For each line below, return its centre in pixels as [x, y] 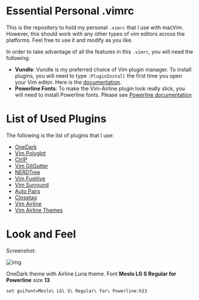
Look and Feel [41, 234]
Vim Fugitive [30, 178]
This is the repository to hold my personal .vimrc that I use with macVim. [95, 27]
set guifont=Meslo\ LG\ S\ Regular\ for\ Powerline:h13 [77, 291]
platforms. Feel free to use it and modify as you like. [70, 40]
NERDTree [27, 172]
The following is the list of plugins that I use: [60, 135]
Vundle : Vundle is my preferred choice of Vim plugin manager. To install [103, 69]
